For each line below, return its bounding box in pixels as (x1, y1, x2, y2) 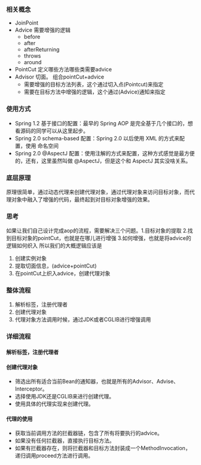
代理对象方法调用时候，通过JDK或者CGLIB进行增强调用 (14, 316, 151, 323)
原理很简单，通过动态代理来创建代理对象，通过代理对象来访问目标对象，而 (6, 188, 190, 196)
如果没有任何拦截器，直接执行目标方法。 (14, 437, 115, 445)
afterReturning (23, 46, 60, 53)
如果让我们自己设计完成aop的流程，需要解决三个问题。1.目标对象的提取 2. (6, 227, 188, 235)
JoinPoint (14, 19, 39, 26)
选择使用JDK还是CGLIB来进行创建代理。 (14, 393, 115, 400)
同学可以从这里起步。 (35, 127, 89, 134)
